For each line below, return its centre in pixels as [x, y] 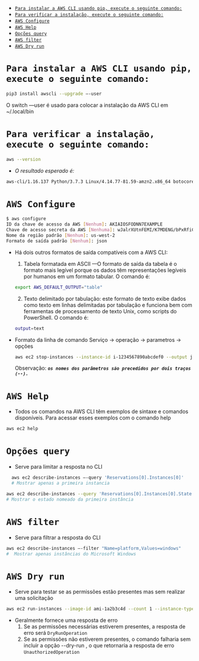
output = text [29, 328]
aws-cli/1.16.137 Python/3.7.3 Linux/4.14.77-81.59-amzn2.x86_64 [88, 182]
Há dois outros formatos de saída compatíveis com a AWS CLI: [91, 252]
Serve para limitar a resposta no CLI [58, 467]
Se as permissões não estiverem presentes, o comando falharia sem [107, 639]
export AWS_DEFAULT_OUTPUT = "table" [59, 287]
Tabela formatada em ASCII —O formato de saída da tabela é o [100, 263]
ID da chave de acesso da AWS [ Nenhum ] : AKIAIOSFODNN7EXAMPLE [84, 224]
